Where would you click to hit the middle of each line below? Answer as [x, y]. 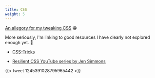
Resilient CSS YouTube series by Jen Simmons [59, 61]
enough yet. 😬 [19, 42]
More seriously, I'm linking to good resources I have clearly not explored [77, 37]
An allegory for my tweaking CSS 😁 [41, 28]
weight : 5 [15, 14]
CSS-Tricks [23, 52]
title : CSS [16, 9]
